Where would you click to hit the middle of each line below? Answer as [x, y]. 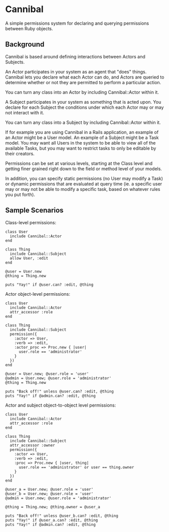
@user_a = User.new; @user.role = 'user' [49, 489]
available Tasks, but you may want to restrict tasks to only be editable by [81, 148]
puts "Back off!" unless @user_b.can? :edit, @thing [62, 516]
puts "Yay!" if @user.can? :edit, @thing [49, 285]
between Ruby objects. [29, 28]
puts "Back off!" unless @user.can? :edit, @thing [60, 391]
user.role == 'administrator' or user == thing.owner [76, 467]
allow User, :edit [29, 258]
